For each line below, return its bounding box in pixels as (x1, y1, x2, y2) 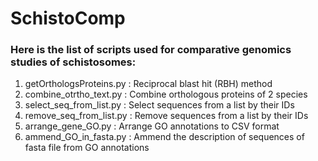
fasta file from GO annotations (24, 142, 150, 154)
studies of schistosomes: (10, 55, 137, 69)
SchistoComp (10, 7, 126, 30)
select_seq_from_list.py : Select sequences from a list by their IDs (24, 99, 295, 111)
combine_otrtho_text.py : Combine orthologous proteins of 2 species (24, 88, 308, 101)
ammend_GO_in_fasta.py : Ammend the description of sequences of (24, 131, 305, 143)
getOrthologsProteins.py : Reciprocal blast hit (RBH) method (24, 78, 273, 90)
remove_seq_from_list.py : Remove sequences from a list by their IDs (24, 110, 309, 122)
